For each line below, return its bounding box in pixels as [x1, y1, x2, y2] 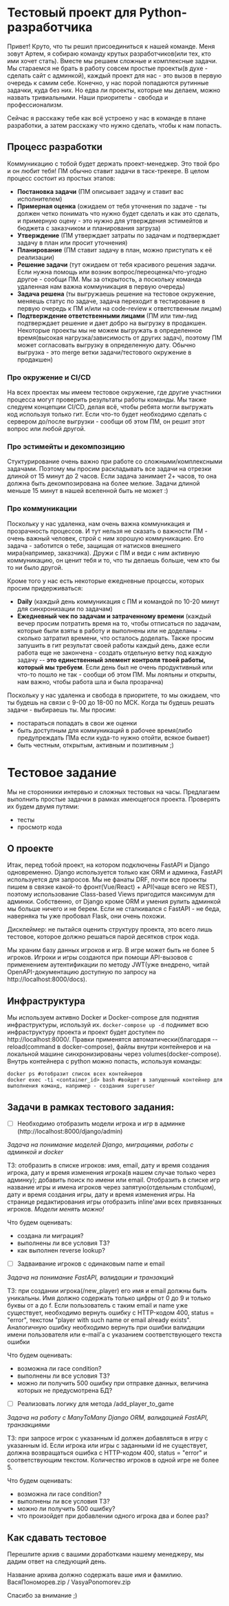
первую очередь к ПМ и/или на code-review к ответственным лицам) [17, 304, 222, 312]
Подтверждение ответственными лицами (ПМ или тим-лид [17, 311, 197, 320]
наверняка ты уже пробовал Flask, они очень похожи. [7, 912, 166, 921]
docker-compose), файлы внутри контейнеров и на [61, 1043, 211, 1051]
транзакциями [7, 1421, 50, 1429]
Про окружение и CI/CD [7, 373, 91, 382]
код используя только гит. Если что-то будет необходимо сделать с [7, 410, 208, 419]
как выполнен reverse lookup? [17, 1246, 105, 1255]
